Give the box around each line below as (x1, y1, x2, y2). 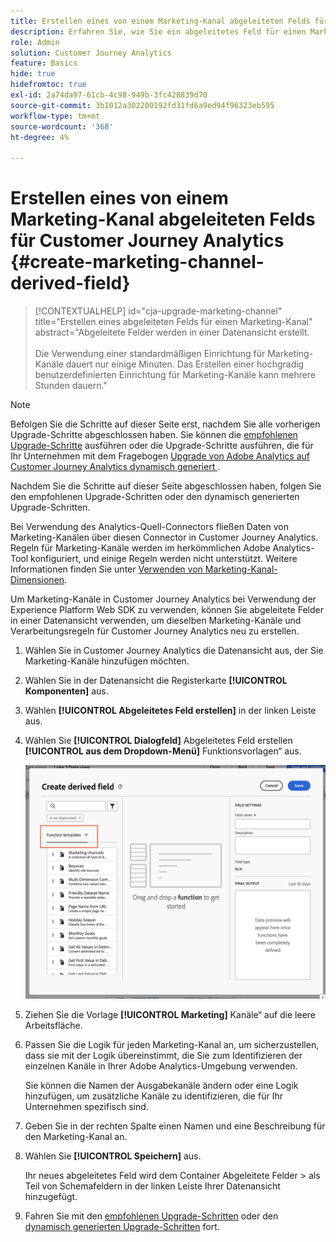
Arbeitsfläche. (24, 1020, 83, 1032)
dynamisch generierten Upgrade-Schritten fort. (24, 1221, 220, 1233)
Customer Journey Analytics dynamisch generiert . (10, 461, 221, 473)
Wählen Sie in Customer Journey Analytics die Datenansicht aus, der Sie (24, 645, 324, 657)
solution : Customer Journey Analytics (10, 48, 172, 58)
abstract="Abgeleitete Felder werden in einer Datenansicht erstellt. (34, 326, 310, 339)
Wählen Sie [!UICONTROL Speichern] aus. (24, 1150, 202, 1162)
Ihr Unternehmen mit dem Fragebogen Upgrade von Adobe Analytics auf (10, 450, 310, 462)
